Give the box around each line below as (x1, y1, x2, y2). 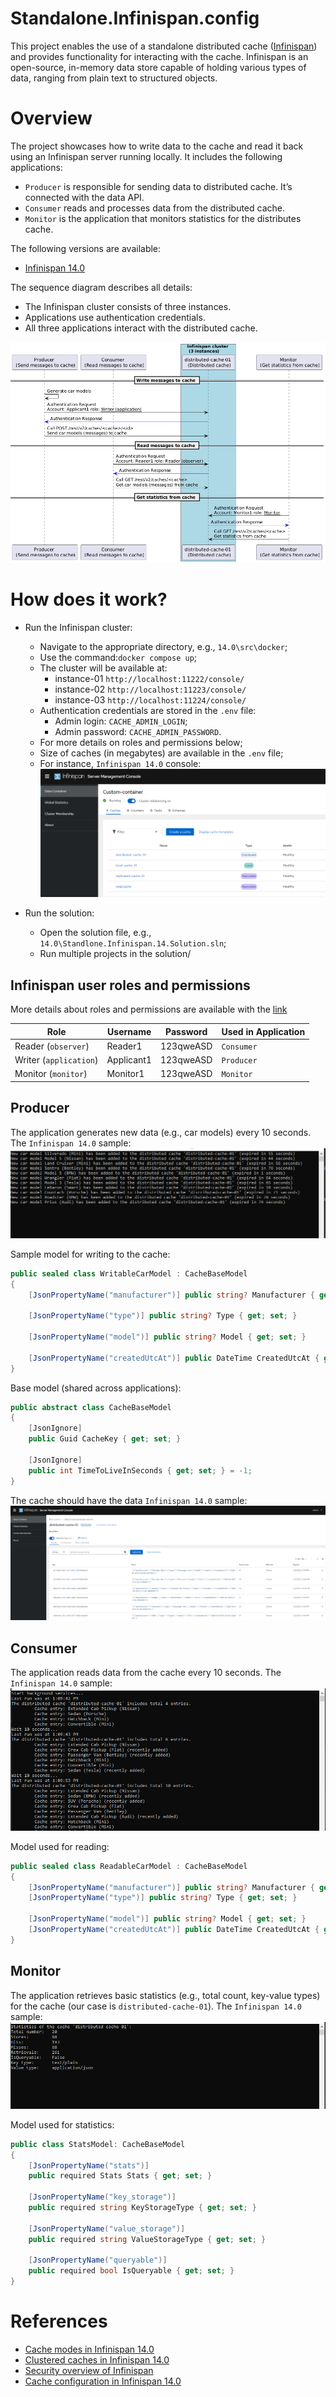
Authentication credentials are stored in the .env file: (39, 704, 257, 716)
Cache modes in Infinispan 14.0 (24, 2343, 155, 2356)
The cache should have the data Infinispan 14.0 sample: (10, 1494, 248, 1506)
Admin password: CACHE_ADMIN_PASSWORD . (54, 725, 222, 737)
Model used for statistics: (10, 2118, 115, 2131)
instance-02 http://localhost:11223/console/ (54, 683, 247, 695)
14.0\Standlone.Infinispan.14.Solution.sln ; (39, 937, 227, 949)
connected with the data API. (24, 191, 145, 203)
